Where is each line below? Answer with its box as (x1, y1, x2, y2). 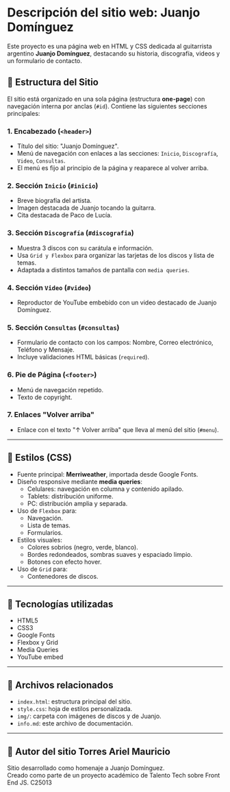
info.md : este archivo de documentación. (16, 719, 133, 728)
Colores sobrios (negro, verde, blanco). (27, 543, 138, 551)
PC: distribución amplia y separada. (27, 499, 128, 507)
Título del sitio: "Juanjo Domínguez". (16, 142, 119, 150)
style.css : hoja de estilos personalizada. (16, 705, 133, 713)
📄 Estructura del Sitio (7, 77, 99, 88)
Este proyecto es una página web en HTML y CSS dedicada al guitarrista (7, 42, 212, 50)
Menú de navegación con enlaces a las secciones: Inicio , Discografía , (16, 149, 218, 158)
